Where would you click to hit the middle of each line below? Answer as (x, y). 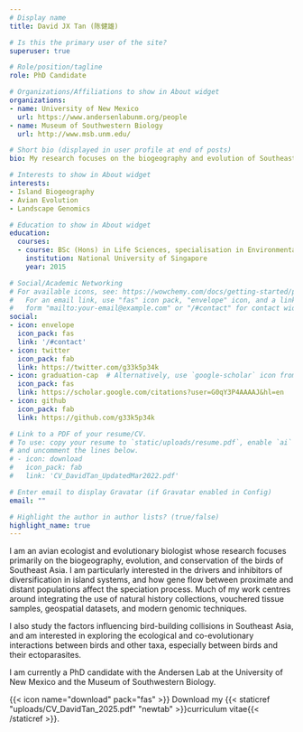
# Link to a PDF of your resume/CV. (78, 434)
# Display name (38, 18)
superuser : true (40, 51)
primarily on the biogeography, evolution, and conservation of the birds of (147, 560)
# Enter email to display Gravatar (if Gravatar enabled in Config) (141, 492)
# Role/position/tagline (56, 67)
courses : (34, 242)
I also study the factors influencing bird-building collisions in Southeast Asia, (151, 626)
